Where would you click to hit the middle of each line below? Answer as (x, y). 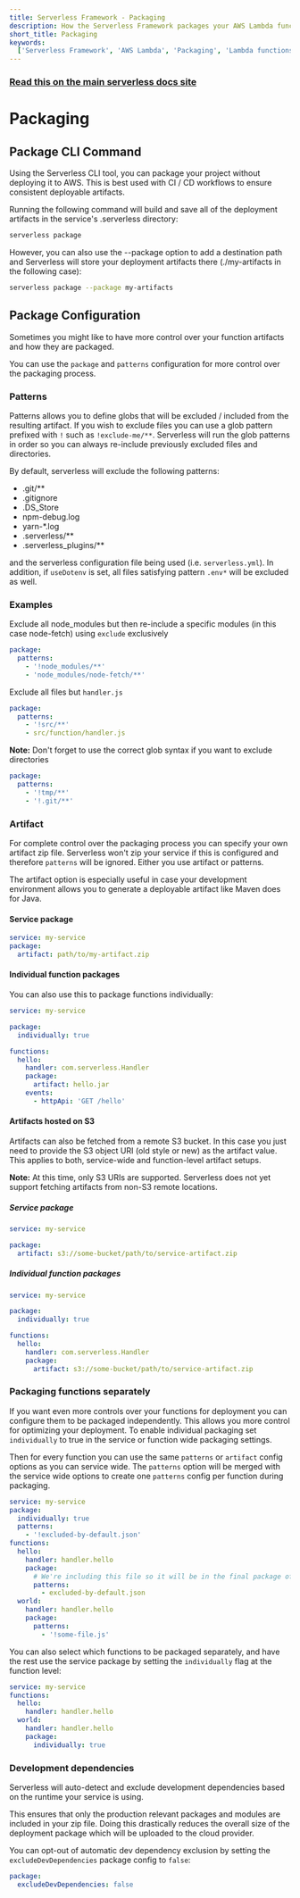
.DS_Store (41, 507)
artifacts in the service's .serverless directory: (94, 219)
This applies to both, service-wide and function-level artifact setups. (135, 1160)
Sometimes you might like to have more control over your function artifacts (147, 337)
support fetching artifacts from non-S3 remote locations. (113, 1186)
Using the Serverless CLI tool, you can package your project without (135, 173)
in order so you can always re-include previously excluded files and (133, 444)
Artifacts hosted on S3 (52, 1121)
